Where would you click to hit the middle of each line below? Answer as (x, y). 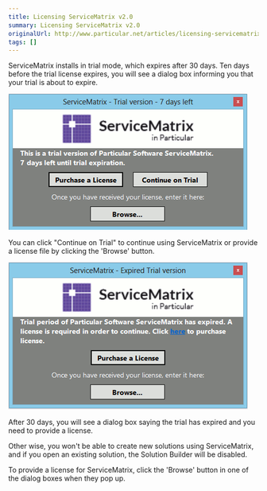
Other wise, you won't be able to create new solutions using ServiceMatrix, (131, 446)
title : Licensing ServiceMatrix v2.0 (71, 17)
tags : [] (23, 42)
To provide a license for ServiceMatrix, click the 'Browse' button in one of (128, 470)
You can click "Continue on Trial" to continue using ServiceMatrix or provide (133, 243)
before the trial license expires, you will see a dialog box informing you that (131, 74)
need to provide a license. (51, 431)
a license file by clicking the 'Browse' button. (81, 251)
